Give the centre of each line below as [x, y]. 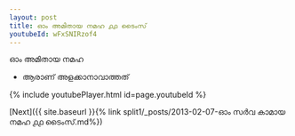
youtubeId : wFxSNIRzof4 [53, 34]
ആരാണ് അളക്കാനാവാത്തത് [76, 77]
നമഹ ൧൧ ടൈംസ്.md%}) [56, 122]
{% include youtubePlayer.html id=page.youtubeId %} [108, 95]
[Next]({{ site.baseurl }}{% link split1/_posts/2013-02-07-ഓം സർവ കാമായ [147, 112]
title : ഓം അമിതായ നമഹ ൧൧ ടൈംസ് [78, 26]
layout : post [33, 17]
